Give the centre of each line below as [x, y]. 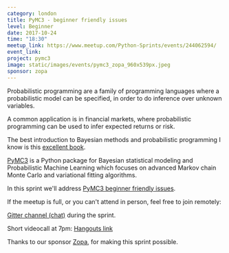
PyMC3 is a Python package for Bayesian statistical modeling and [100, 160]
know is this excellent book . [46, 147]
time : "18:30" [28, 39]
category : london [32, 13]
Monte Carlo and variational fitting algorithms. [72, 175]
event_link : [24, 52]
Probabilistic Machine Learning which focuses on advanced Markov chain [112, 168]
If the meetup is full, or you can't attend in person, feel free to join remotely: [114, 201]
